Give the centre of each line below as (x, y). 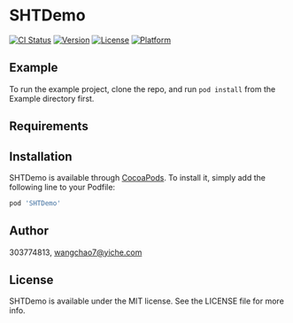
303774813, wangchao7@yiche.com (76, 252)
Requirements (49, 126)
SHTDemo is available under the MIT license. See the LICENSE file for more (147, 301)
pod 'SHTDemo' (35, 203)
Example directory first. (52, 98)
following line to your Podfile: (62, 187)
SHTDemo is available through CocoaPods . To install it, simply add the (137, 177)
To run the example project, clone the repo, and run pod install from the (143, 88)
